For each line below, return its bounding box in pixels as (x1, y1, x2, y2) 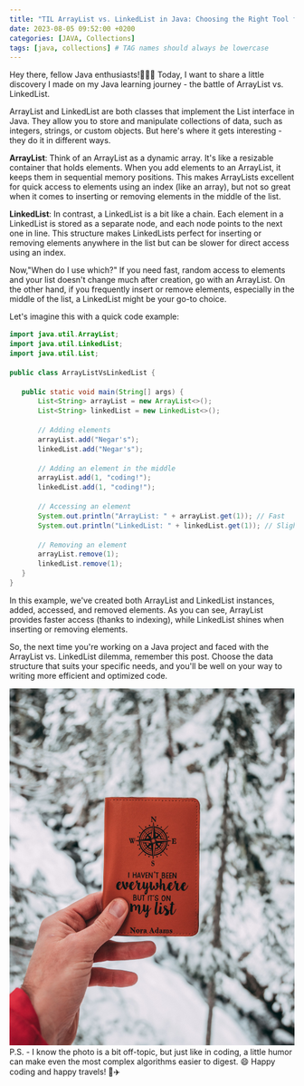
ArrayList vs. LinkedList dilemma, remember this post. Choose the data (9, 651, 274, 662)
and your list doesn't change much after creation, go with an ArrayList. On (9, 275, 286, 286)
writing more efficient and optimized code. (9, 670, 168, 681)
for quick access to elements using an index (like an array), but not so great (9, 181, 291, 192)
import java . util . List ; (9, 349, 100, 358)
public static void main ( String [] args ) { (21, 387, 184, 396)
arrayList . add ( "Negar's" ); (37, 435, 140, 444)
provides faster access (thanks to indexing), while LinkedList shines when (9, 614, 285, 625)
